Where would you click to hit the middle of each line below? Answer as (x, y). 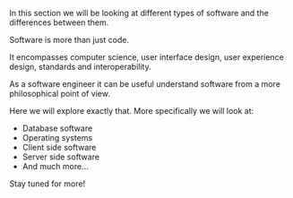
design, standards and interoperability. (80, 67)
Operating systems (57, 138)
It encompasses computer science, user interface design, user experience (146, 57)
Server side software (61, 157)
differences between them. (59, 22)
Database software (57, 128)
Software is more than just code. (69, 40)
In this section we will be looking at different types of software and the (139, 13)
